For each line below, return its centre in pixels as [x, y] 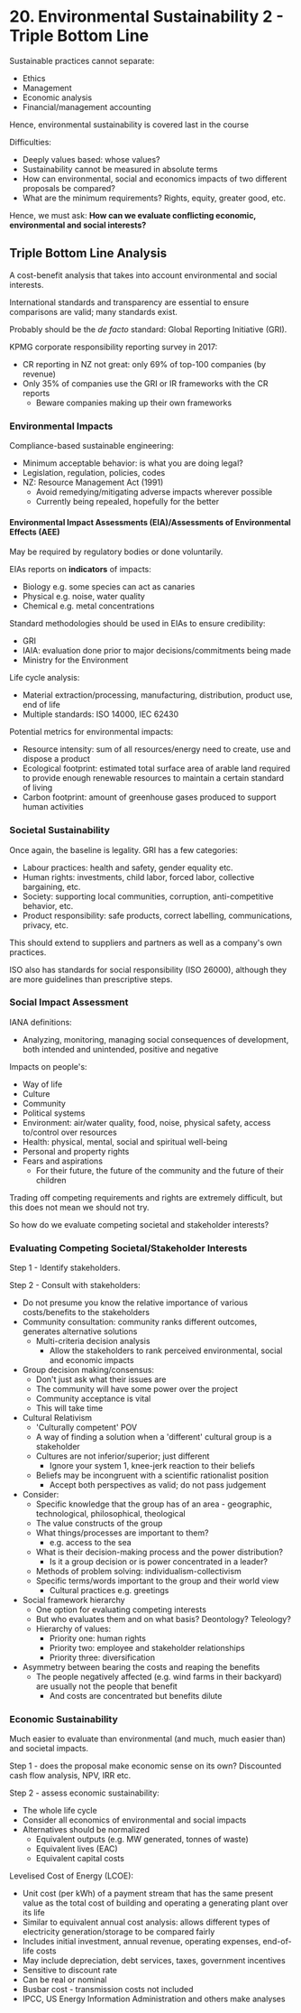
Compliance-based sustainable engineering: [91, 446]
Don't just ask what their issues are [101, 1379]
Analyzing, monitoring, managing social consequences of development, [155, 1039]
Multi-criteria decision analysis [93, 1341]
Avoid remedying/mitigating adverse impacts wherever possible [154, 492]
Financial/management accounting [87, 107]
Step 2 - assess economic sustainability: [84, 1793]
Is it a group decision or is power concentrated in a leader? [159, 1562]
